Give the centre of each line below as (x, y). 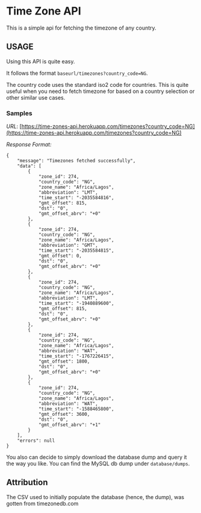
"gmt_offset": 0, (60, 256)
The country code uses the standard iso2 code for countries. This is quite (97, 84)
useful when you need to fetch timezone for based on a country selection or (100, 91)
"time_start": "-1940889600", (76, 304)
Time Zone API (44, 11)
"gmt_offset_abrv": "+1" (70, 425)
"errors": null (36, 441)
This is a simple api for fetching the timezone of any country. (81, 28)
